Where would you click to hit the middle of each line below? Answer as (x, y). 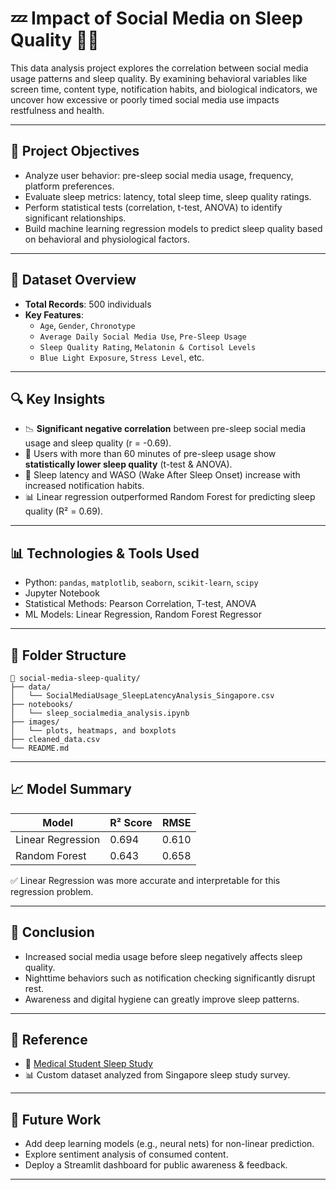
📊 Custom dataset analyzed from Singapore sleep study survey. (157, 1075)
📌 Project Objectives (75, 151)
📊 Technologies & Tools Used (105, 553)
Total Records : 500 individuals (88, 304)
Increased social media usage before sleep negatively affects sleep (163, 956)
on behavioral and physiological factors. (107, 239)
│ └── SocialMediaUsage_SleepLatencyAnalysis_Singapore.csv (142, 696)
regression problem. (52, 891)
